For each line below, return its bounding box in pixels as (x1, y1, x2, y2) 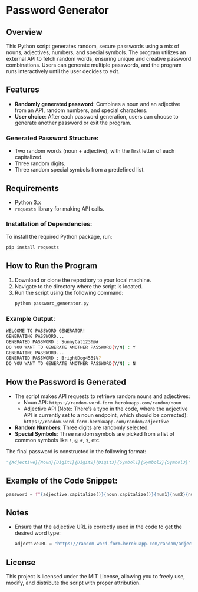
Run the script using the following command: (14, 289, 124, 296)
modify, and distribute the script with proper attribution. (6, 579, 141, 587)
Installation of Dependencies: (6, 219, 93, 228)
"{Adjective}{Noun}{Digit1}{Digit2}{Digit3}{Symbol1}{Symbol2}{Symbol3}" (6, 459, 192, 466)
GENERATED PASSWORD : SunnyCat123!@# (6, 338, 99, 345)
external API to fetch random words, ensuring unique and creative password (6, 55, 192, 62)
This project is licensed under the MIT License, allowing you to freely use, (6, 573, 186, 580)
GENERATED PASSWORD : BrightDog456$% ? (6, 355, 101, 361)
